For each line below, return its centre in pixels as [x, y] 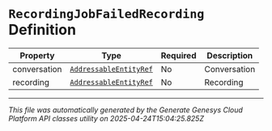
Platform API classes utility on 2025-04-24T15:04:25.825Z [106, 118]
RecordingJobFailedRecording [106, 14]
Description [230, 55]
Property [37, 55]
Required [178, 55]
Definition [42, 30]
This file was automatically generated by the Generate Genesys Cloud [125, 110]
